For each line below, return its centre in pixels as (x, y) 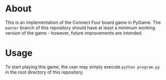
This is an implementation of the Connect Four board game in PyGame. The (83, 22)
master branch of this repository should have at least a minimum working (80, 27)
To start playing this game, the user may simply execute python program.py (82, 67)
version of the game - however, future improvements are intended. (74, 33)
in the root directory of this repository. (44, 72)
